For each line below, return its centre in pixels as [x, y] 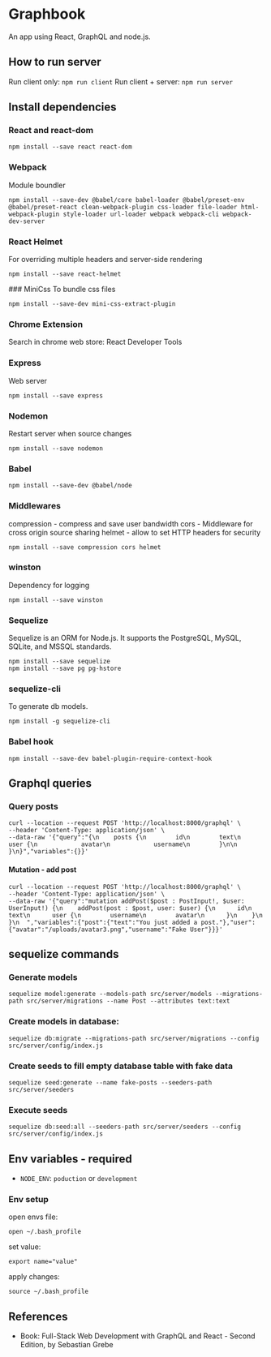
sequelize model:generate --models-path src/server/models [110, 994]
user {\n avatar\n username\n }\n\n [123, 844]
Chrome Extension [46, 324]
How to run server [55, 62]
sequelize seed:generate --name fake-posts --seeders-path [110, 1082]
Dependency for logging [49, 585]
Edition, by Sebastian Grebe [67, 1345]
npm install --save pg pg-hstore [65, 669]
